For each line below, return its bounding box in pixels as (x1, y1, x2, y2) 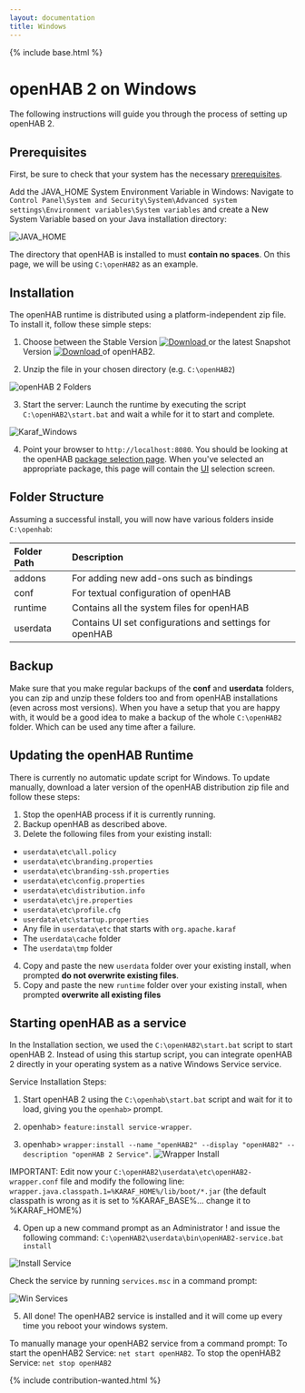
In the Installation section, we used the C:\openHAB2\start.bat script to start (9, 1039, 293, 1051)
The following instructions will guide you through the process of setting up (9, 108, 288, 119)
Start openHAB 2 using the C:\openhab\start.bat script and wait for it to (22, 1094, 293, 1105)
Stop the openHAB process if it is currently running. (22, 809, 216, 820)
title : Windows (9, 22, 67, 31)
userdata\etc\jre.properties (22, 895, 133, 905)
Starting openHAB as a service (9, 1015, 187, 1031)
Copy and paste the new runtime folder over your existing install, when (22, 979, 288, 990)
